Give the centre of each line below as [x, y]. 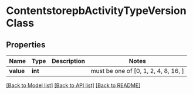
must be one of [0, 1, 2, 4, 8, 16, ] [138, 71]
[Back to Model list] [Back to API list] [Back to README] [73, 85]
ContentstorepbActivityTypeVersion [96, 11]
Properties [26, 45]
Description [68, 61]
